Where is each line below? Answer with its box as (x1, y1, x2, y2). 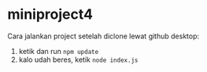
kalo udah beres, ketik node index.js (18, 55, 139, 64)
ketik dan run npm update (18, 46, 99, 56)
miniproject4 (7, 5, 94, 23)
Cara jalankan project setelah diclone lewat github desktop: (7, 31, 200, 41)
